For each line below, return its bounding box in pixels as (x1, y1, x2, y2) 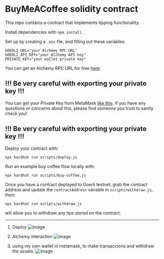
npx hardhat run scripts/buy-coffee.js (5, 173, 86, 178)
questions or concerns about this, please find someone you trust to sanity (5, 105, 154, 111)
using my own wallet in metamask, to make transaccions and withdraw (12, 243, 155, 249)
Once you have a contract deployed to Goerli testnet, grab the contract (5, 181, 148, 187)
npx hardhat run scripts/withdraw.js (5, 201, 82, 206)
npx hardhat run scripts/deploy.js (5, 155, 78, 160)
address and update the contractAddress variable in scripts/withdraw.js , (5, 187, 153, 192)
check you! (5, 110, 28, 116)
